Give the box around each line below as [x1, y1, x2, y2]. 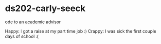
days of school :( [5, 33, 39, 39]
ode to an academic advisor [5, 19, 61, 25]
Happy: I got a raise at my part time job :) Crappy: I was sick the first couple [5, 28, 157, 34]
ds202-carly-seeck [5, 3, 86, 14]
